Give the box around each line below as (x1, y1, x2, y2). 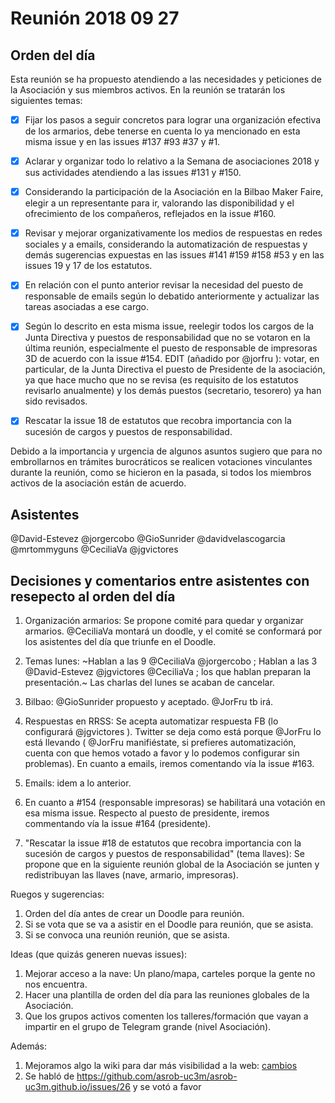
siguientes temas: (10, 95, 83, 106)
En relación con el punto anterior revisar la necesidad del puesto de (24, 279, 304, 291)
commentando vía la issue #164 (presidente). (24, 818, 212, 830)
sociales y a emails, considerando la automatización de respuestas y (24, 238, 308, 251)
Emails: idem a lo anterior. (24, 777, 132, 789)
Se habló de (24, 1070, 75, 1082)
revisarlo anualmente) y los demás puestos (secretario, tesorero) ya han (24, 385, 322, 397)
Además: (10, 1040, 47, 1052)
